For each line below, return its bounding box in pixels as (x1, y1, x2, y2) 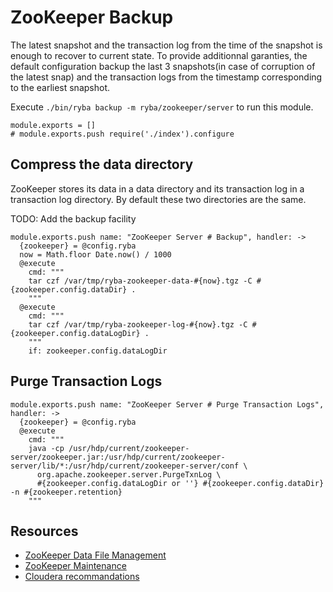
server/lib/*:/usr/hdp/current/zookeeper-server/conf (10, 461, 240, 471)
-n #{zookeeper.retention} (10, 487, 123, 497)
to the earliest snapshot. (10, 81, 111, 93)
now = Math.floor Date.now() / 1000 (19, 249, 172, 260)
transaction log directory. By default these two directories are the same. (10, 193, 307, 205)
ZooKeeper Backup (10, 6, 174, 29)
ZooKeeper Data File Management (24, 549, 167, 561)
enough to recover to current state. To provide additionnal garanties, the (10, 49, 308, 61)
